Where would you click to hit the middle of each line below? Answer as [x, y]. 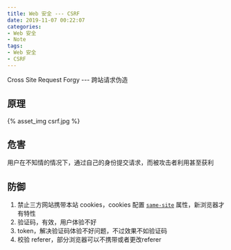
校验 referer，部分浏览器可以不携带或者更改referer [89, 240]
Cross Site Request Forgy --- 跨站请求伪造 [68, 79]
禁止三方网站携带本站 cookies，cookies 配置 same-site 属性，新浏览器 [118, 205]
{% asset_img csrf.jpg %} [44, 121]
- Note [17, 40]
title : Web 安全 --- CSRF [43, 14]
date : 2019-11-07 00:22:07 [46, 20]
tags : [15, 46]
